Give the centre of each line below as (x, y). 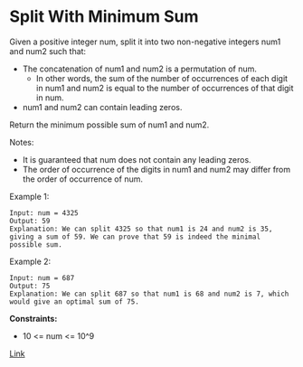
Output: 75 (30, 286)
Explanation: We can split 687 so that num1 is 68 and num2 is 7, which (149, 294)
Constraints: (33, 318)
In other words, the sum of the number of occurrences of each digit (161, 78)
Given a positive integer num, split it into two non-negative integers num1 (145, 42)
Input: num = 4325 (44, 213)
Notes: (22, 142)
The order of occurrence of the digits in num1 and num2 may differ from (156, 169)
